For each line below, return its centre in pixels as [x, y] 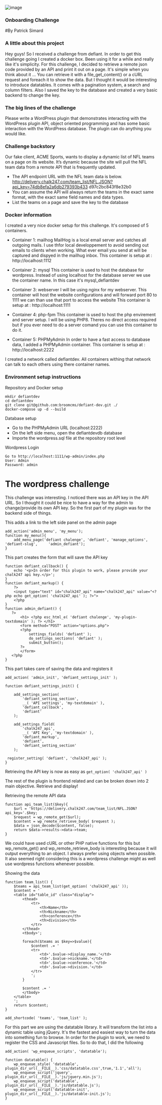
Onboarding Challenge [32, 20]
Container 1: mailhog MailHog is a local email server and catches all [79, 240]
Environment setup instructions [43, 377]
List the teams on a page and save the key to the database [70, 202]
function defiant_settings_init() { [42, 686]
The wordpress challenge [57, 484]
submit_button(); [46, 643]
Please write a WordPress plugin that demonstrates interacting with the [76, 118]
